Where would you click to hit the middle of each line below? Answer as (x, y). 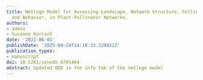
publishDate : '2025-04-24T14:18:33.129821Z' (63, 46)
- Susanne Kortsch (29, 34)
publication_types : (31, 51)
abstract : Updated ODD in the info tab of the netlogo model (85, 68)
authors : (17, 23)
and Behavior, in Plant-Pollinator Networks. (70, 17)
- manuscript (23, 57)
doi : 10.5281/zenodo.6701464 (43, 62)
